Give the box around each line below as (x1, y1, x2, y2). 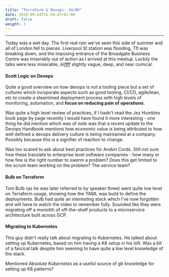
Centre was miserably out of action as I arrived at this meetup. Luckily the (5, 56, 158, 62)
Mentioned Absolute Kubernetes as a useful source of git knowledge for (5, 260, 154, 266)
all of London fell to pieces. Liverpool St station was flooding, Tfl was (5, 45, 148, 51)
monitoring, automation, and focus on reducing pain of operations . (5, 100, 145, 106)
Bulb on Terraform (5, 174, 44, 180)
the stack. (5, 250, 26, 257)
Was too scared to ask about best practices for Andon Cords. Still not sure (5, 147, 159, 153)
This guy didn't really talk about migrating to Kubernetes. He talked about (5, 235, 157, 241)
